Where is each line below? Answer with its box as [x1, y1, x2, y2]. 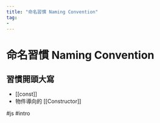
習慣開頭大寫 [6, 74, 55, 84]
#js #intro [6, 110, 30, 117]
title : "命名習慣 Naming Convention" [6, 8, 99, 15]
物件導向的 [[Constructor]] [15, 98, 82, 105]
